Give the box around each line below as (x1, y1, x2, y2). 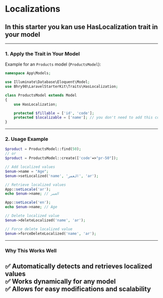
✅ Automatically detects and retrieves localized (5, 262, 152, 270)
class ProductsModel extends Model (5, 93, 77, 98)
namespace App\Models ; (5, 71, 51, 76)
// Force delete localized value (5, 227, 73, 232)
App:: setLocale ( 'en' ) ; (5, 200, 51, 205)
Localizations (5, 3, 61, 15)
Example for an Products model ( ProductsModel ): (5, 62, 101, 67)
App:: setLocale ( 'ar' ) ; (5, 187, 51, 192)
